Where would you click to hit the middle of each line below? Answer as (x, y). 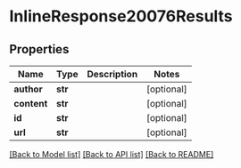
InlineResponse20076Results (121, 16)
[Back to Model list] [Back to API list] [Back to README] (112, 154)
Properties (39, 49)
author (28, 89)
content (31, 104)
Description (112, 74)
